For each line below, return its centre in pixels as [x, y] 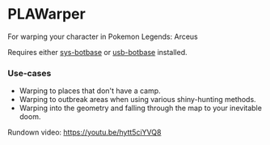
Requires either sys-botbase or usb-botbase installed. [97, 52]
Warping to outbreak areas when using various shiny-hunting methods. [137, 100]
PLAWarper [46, 14]
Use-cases [30, 73]
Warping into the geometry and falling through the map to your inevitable [140, 108]
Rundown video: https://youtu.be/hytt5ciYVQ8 [84, 132]
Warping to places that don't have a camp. [90, 91]
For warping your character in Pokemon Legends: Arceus [103, 36]
